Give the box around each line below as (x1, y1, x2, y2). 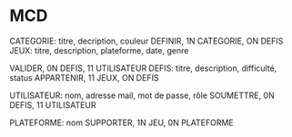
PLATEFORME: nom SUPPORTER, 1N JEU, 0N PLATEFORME (9, 117, 234, 128)
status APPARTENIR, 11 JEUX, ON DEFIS (9, 72, 159, 83)
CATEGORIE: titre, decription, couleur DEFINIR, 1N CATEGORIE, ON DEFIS (9, 35, 284, 46)
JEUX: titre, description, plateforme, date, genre (9, 44, 189, 55)
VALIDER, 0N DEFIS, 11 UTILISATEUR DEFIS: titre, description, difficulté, (9, 63, 277, 73)
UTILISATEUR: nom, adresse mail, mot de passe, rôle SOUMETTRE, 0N (9, 90, 275, 101)
